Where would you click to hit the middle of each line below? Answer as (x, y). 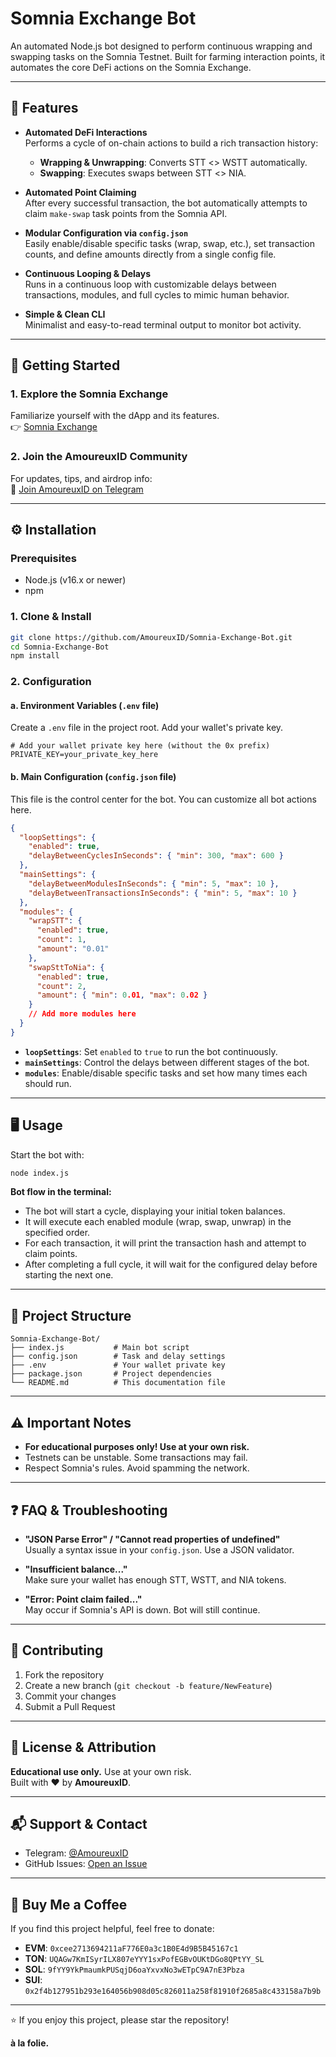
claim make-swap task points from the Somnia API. (126, 213)
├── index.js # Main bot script (100, 1348)
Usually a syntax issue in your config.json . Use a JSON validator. (159, 1549)
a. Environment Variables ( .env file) (85, 705)
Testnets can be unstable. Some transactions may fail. (136, 1458)
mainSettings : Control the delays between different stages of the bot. (167, 1062)
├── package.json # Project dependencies (111, 1374)
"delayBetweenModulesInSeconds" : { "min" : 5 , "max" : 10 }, (154, 883)
